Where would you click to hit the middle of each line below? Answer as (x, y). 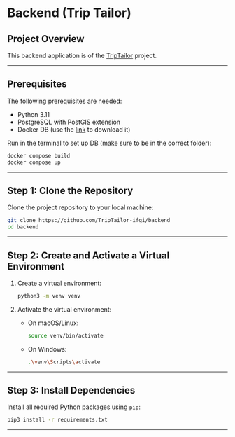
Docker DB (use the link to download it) (74, 129)
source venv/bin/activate (65, 335)
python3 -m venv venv (49, 296)
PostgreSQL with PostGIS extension (69, 122)
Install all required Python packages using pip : (74, 407)
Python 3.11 (34, 114)
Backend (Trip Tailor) (69, 13)
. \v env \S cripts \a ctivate (64, 362)
